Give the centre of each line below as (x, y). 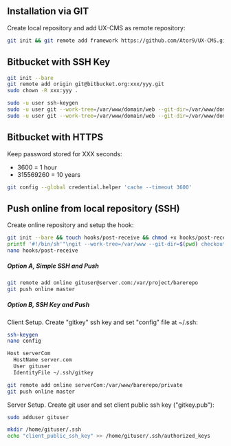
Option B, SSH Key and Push (48, 305)
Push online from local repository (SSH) (93, 208)
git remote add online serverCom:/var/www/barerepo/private (95, 385)
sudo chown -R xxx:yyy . (43, 91)
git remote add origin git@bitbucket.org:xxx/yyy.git (86, 84)
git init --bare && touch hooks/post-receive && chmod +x (92, 238)
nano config (24, 341)
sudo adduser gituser (38, 417)
